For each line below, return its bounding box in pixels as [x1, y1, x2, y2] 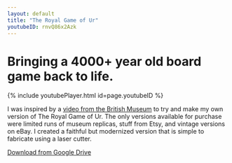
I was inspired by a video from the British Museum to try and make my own [7, 105, 224, 113]
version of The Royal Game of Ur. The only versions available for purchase [7, 113, 222, 121]
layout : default [7, 10, 55, 17]
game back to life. [7, 68, 114, 84]
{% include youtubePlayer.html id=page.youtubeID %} [7, 92, 164, 100]
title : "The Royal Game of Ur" [7, 17, 99, 24]
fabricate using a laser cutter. [7, 134, 93, 143]
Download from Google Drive [7, 148, 92, 157]
